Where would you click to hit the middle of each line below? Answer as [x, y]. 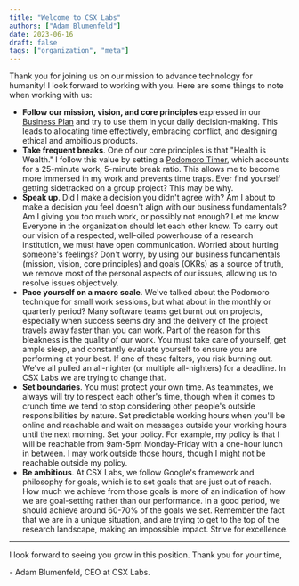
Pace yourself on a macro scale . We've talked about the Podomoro [145, 293]
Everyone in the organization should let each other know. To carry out [150, 226]
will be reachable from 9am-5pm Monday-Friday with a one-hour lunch [152, 444]
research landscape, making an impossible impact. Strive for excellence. [155, 529]
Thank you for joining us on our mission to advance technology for [131, 76]
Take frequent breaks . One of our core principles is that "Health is [144, 150]
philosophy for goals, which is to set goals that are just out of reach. [146, 482]
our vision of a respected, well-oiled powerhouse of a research [137, 235]
